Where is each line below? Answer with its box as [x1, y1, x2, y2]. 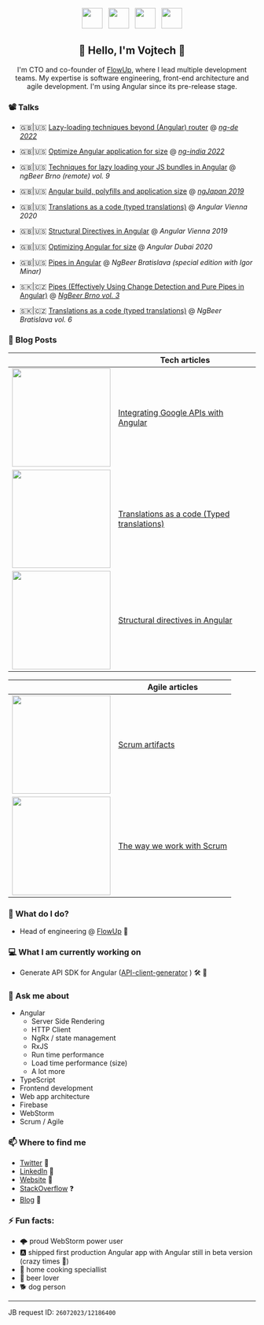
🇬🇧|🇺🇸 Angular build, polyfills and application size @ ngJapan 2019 [19, 186, 245, 196]
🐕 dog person [19, 1282, 66, 1291]
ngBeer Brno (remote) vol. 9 [19, 172, 110, 181]
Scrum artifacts [118, 740, 175, 751]
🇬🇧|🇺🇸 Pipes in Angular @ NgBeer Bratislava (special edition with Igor [19, 258, 253, 268]
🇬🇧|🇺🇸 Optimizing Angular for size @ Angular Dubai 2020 [19, 242, 213, 252]
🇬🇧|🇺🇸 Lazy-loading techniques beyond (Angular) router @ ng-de [19, 123, 239, 132]
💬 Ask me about [8, 990, 69, 1001]
